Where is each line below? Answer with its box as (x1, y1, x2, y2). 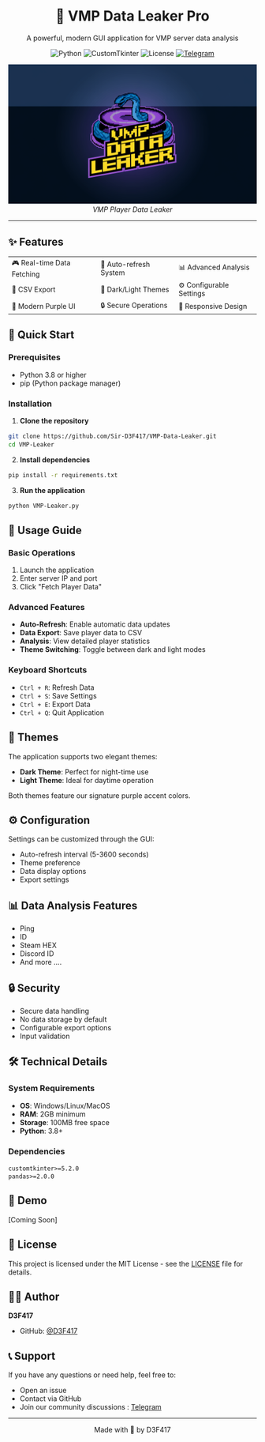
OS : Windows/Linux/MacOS (19, 1101, 110, 1110)
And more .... (19, 958, 62, 967)
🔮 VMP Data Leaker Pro (55, 7, 210, 25)
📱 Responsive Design (178, 302, 248, 311)
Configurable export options (19, 1023, 112, 1033)
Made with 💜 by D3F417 (94, 1425, 171, 1435)
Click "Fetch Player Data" (19, 582, 103, 592)
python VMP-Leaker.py (8, 502, 80, 510)
